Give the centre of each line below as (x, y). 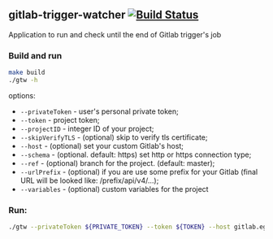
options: (22, 95)
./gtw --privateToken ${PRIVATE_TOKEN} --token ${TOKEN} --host (119, 227)
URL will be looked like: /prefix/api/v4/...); (89, 180)
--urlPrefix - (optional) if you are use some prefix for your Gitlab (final (139, 172)
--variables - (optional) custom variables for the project (114, 189)
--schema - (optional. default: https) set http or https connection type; (136, 154)
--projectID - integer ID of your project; (87, 128)
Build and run (35, 55)
